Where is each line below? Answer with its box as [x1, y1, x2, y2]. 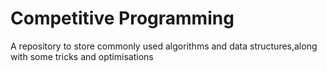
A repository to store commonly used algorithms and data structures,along [10, 40, 318, 52]
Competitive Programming [10, 7, 235, 30]
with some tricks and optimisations [10, 50, 154, 62]
